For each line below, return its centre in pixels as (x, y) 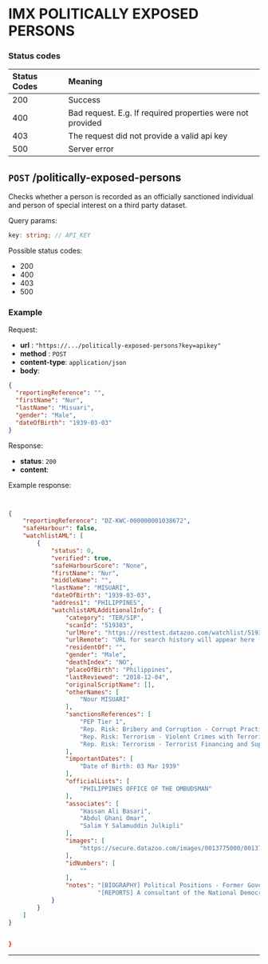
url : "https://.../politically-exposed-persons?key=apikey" (120, 346)
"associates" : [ (92, 804)
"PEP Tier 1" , (103, 722)
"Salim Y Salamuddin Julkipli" (131, 826)
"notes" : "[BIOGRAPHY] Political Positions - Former (155, 886)
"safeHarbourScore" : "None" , (99, 566)
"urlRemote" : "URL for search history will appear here (160, 640)
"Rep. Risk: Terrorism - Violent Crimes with (156, 737)
